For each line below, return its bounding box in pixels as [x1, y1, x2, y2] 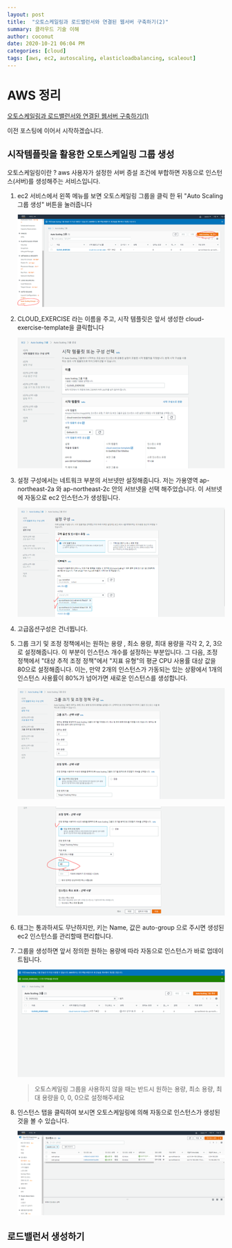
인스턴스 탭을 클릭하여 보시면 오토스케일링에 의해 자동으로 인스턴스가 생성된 [17, 1108, 221, 1117]
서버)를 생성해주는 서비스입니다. [14, 177, 101, 185]
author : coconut [7, 33, 54, 40]
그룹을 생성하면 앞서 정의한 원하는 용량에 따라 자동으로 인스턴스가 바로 [17, 947, 206, 955]
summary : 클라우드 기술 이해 [7, 26, 79, 32]
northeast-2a [17, 485, 55, 493]
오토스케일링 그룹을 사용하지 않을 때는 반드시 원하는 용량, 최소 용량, [34, 1085, 215, 1093]
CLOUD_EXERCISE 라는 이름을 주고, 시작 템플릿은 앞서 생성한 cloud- [17, 315, 205, 323]
